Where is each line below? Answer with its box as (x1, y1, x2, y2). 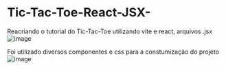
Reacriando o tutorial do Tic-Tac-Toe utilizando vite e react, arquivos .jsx (7, 27, 213, 35)
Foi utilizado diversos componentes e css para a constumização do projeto (7, 48, 220, 56)
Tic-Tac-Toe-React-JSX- (7, 5, 151, 20)
